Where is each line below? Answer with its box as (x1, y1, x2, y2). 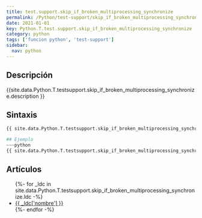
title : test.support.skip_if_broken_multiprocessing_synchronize (6, 8, 173, 15)
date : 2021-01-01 (6, 20, 50, 26)
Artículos (6, 165, 42, 175)
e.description (6, 92, 39, 100)
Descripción (6, 70, 53, 80)
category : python (6, 31, 50, 37)
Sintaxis (6, 109, 38, 120)
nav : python (11, 48, 42, 54)
